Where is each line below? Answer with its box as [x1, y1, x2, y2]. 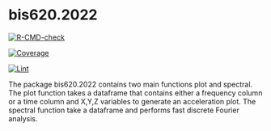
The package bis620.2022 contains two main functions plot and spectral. [8, 79, 253, 89]
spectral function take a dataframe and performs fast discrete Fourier [8, 105, 240, 115]
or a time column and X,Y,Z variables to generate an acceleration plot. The [8, 96, 256, 106]
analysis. [8, 113, 38, 123]
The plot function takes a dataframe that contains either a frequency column [8, 87, 263, 98]
